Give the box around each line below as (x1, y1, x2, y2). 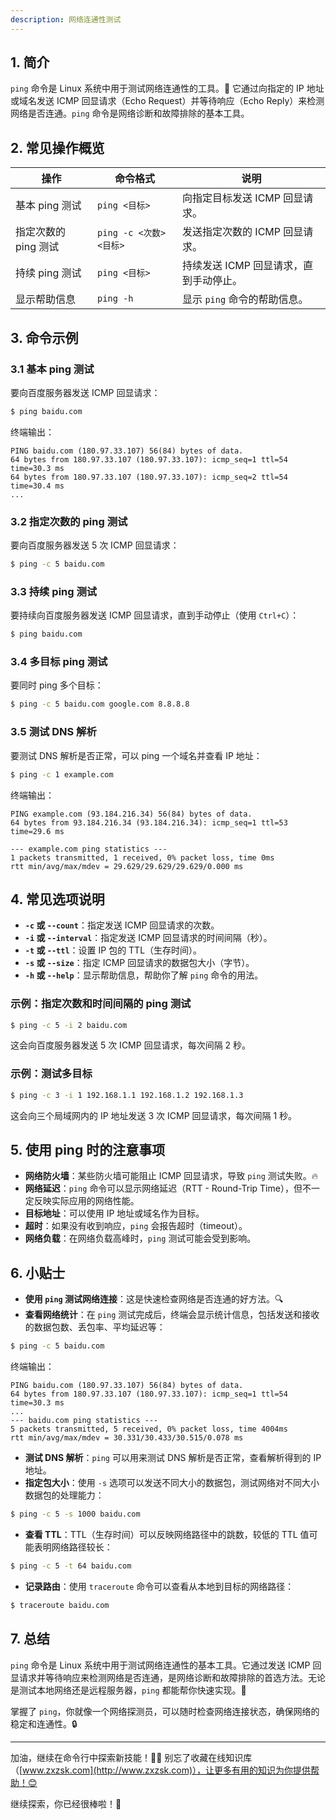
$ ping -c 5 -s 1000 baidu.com (10, 1509, 141, 1520)
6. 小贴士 (10, 1264, 66, 1281)
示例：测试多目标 (10, 1067, 93, 1081)
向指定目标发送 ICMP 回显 (182, 191, 304, 205)
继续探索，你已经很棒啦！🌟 (10, 1797, 122, 1810)
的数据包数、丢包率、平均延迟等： (24, 1321, 166, 1333)
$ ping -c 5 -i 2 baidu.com (10, 1020, 128, 1030)
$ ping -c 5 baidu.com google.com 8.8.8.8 (10, 699, 190, 710)
